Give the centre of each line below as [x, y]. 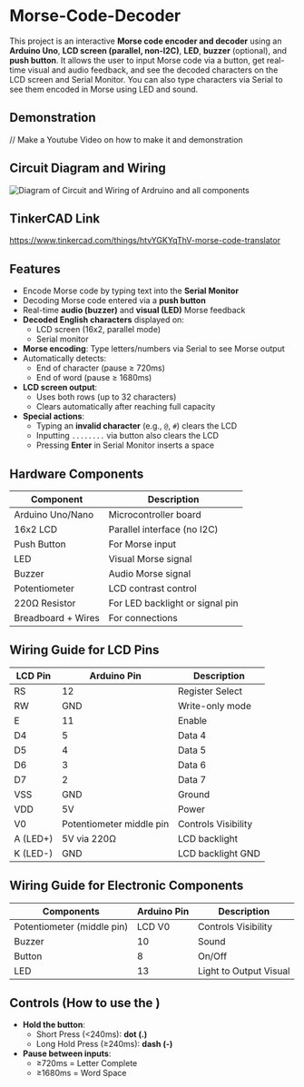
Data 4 [192, 735]
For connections [143, 618]
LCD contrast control [152, 588]
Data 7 [192, 779]
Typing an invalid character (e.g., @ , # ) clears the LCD [137, 426]
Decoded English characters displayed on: [103, 320]
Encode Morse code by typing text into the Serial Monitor [130, 291]
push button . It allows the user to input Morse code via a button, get [137, 60]
